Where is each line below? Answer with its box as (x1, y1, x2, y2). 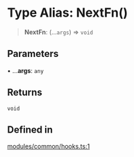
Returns (7, 87, 43, 99)
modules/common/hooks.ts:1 (7, 142, 90, 151)
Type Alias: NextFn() (7, 5, 128, 21)
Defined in (7, 124, 53, 135)
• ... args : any (7, 66, 44, 74)
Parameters (7, 48, 59, 60)
